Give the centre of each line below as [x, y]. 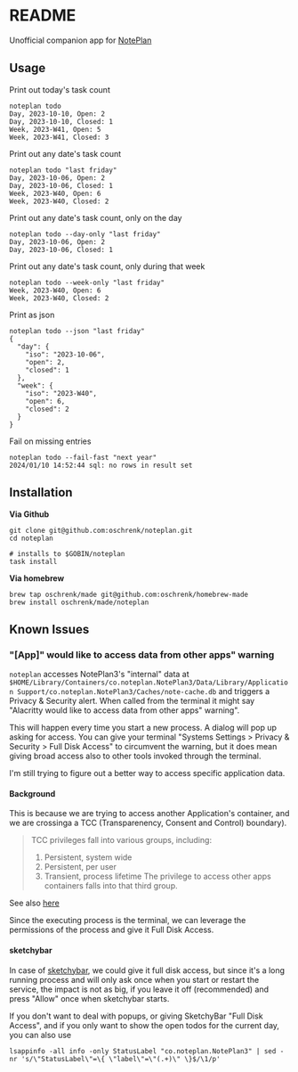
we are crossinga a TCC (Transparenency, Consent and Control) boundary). [148, 823]
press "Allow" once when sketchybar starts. [89, 998]
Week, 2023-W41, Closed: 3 [59, 137]
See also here [34, 903]
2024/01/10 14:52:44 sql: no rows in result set [101, 465]
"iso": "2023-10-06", [65, 354]
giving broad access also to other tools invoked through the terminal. [135, 756]
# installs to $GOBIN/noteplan [67, 553]
